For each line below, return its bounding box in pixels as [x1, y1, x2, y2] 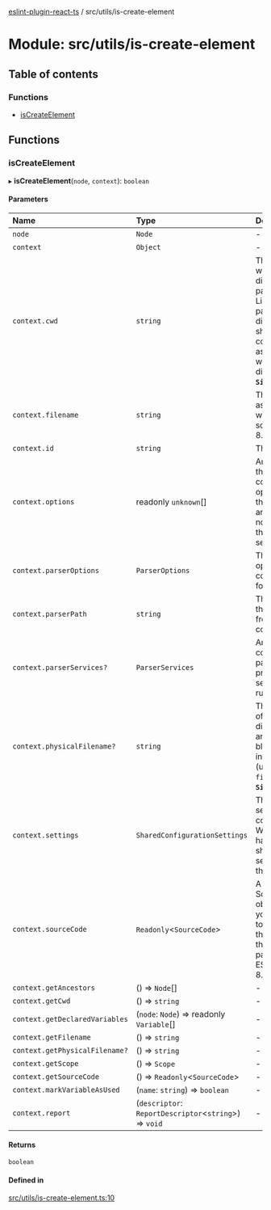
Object [135, 242, 161, 251]
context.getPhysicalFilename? [12, 1046, 129, 1055]
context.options [12, 497, 75, 506]
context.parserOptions [12, 566, 99, 575]
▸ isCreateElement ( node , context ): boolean [8, 175, 149, 185]
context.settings [12, 830, 79, 840]
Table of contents [8, 67, 98, 81]
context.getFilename [12, 1032, 91, 1042]
